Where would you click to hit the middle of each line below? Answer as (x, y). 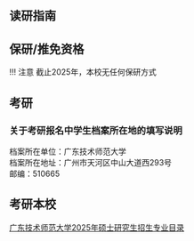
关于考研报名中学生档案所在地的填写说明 (96, 130)
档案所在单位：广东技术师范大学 (68, 151)
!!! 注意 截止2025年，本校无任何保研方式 (83, 72)
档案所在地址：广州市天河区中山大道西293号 (90, 162)
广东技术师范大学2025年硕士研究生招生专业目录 (97, 227)
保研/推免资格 (47, 48)
